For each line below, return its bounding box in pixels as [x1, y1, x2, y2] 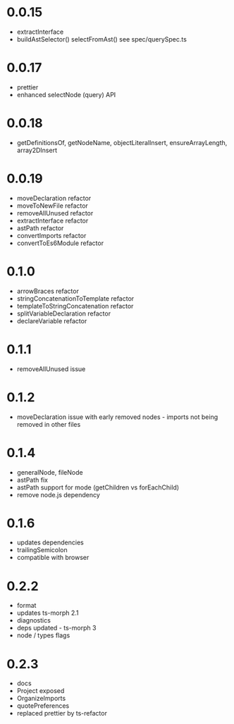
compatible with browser [16, 554, 90, 562]
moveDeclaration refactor [16, 194, 92, 202]
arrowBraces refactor [16, 287, 79, 295]
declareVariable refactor [16, 316, 87, 325]
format [16, 601, 37, 610]
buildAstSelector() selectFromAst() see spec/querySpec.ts [16, 35, 187, 43]
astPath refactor [16, 223, 64, 232]
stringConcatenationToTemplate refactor [16, 294, 135, 303]
